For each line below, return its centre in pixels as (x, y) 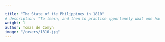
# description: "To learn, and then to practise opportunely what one (79, 18)
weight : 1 (15, 23)
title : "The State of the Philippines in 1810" (55, 14)
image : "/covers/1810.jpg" (33, 32)
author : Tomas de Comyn (29, 27)
